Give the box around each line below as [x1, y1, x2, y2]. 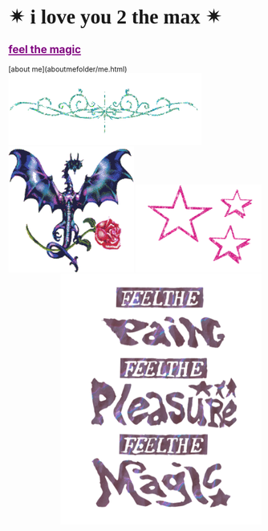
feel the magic [8, 43, 82, 56]
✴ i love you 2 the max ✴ [8, 5, 222, 28]
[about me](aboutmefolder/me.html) [8, 64, 128, 74]
